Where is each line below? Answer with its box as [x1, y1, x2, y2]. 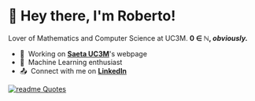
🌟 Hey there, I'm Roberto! [8, 7, 176, 25]
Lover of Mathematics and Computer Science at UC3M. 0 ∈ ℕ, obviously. [8, 33, 248, 42]
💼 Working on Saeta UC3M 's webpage [19, 49, 148, 58]
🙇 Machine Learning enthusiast [19, 57, 123, 67]
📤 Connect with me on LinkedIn [19, 66, 128, 75]
